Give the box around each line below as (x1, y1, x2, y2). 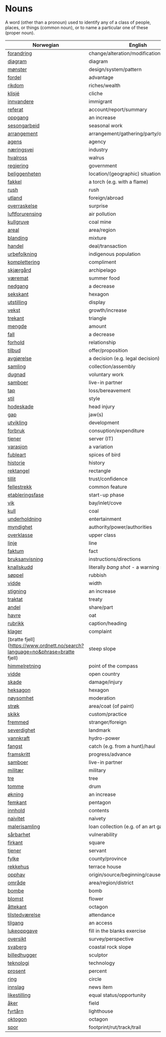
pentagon (88, 799, 111, 806)
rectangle (88, 467, 111, 474)
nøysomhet (7, 695, 34, 702)
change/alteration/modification (88, 50, 161, 57)
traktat (7, 596, 23, 603)
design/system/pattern (88, 66, 142, 73)
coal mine (88, 218, 112, 225)
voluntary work (88, 371, 124, 378)
